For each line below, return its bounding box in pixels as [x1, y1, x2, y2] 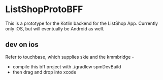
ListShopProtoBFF [5, 4, 83, 15]
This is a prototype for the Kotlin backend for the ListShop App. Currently [5, 20, 158, 26]
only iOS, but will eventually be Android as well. [5, 25, 105, 31]
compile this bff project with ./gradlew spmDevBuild [12, 63, 121, 69]
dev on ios [5, 41, 39, 49]
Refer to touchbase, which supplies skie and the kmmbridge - [5, 54, 135, 60]
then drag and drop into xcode [12, 69, 77, 75]
